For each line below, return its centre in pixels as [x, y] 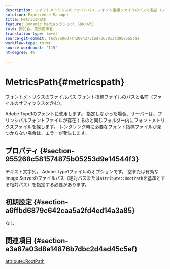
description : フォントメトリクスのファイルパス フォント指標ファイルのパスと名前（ [83, 10]
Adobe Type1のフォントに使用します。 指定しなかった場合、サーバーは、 [81, 114]
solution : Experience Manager [37, 15]
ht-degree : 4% [20, 52]
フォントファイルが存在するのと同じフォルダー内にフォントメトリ [96, 121]
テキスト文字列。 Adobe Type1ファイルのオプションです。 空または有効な [82, 172]
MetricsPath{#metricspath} [65, 82]
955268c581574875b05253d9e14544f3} [72, 159]
